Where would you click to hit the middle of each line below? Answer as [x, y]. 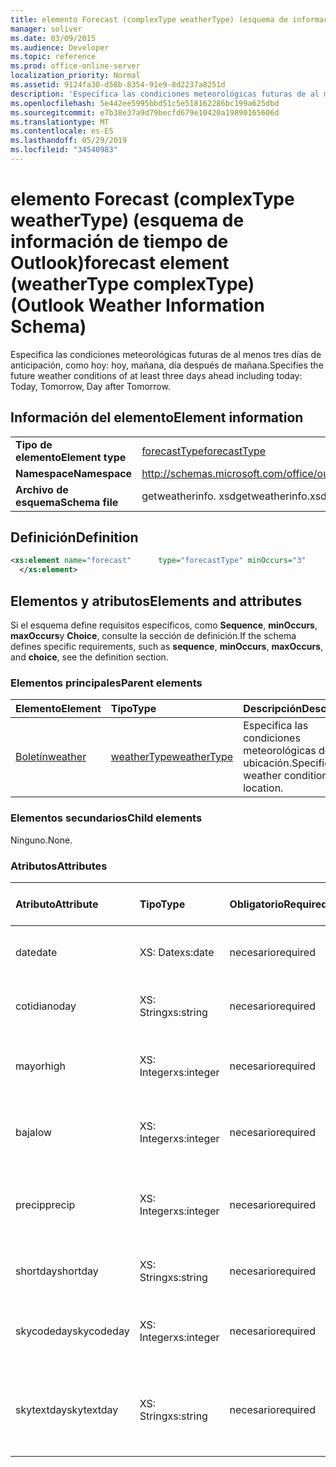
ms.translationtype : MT [60, 122]
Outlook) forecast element [120, 263]
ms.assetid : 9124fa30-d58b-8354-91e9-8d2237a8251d [118, 85]
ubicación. [267, 763]
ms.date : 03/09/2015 [53, 38]
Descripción [273, 709]
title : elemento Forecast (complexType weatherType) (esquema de [149, 19]
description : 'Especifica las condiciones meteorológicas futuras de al [165, 94]
